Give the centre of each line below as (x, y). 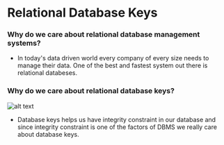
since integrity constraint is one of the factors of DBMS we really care (117, 127)
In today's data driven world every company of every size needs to (113, 58)
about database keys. (48, 134)
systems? (24, 43)
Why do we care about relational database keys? (91, 91)
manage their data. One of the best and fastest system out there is (112, 66)
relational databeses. (47, 73)
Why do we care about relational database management (104, 35)
